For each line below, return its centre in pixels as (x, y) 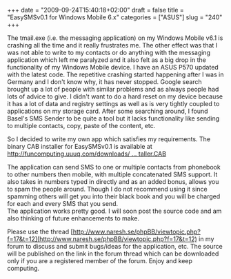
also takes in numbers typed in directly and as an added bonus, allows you (113, 182)
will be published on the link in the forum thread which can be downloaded (113, 254)
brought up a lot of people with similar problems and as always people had (113, 89)
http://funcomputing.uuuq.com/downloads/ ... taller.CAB (87, 154)
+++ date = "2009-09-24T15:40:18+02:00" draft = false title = (96, 10)
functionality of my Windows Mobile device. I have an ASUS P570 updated (113, 67)
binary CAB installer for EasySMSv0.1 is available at (80, 146)
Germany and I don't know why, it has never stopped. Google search (104, 82)
